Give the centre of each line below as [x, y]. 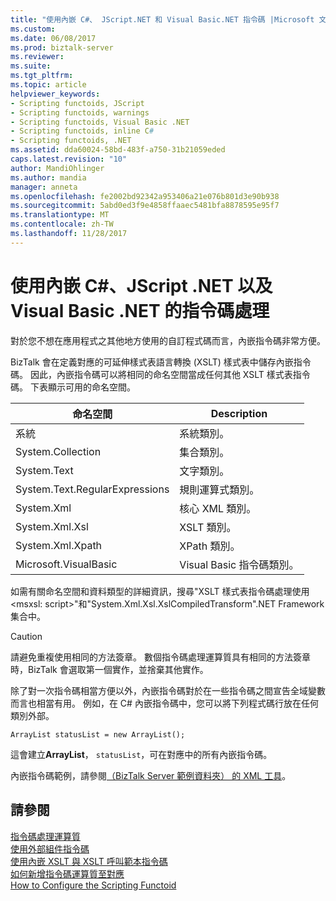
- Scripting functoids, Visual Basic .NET [100, 122]
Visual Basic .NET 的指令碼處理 [140, 310]
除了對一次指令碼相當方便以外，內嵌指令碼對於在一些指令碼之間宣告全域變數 [168, 690]
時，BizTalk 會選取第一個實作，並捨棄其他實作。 [109, 669]
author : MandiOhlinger [57, 168]
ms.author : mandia [48, 177]
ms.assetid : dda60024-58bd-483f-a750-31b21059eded [118, 150]
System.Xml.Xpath [59, 545]
